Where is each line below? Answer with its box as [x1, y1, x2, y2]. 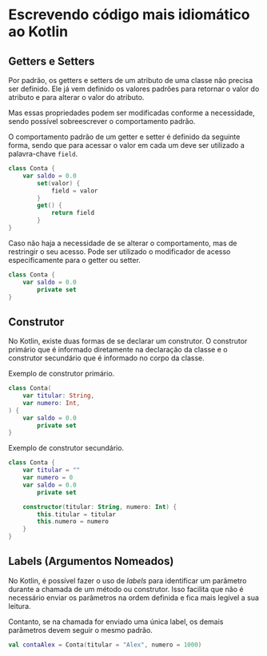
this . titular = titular [37, 510, 116, 519]
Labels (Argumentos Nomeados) [8, 555, 174, 568]
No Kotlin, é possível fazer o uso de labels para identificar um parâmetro [8, 575, 247, 585]
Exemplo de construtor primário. [8, 369, 115, 379]
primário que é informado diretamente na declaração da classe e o [8, 345, 228, 355]
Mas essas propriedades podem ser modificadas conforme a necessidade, [8, 108, 256, 117]
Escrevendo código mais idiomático [8, 6, 250, 24]
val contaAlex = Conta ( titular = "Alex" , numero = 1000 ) [8, 641, 202, 649]
